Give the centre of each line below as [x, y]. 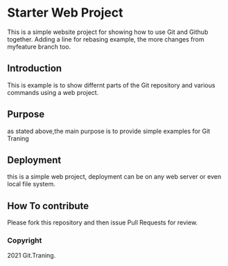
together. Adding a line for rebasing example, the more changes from [106, 39]
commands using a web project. [53, 92]
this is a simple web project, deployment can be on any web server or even [114, 177]
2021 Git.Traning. [32, 256]
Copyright [25, 240]
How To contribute [48, 206]
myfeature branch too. [39, 46]
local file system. [31, 184]
